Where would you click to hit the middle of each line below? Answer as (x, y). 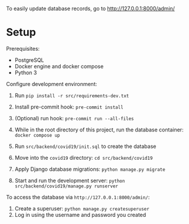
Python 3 (26, 73)
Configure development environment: (52, 84)
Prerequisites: (23, 48)
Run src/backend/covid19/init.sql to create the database (85, 146)
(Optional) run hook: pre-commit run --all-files (74, 118)
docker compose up (37, 135)
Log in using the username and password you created (80, 215)
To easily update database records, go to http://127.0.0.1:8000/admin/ (91, 9)
